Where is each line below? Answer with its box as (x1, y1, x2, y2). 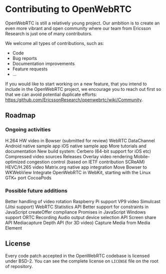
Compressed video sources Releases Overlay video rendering (5, 153, 133, 159)
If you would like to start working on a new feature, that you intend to (5, 81, 147, 87)
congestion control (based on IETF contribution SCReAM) (26, 159, 145, 165)
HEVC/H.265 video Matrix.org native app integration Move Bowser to (5, 164, 147, 170)
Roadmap (5, 111, 36, 120)
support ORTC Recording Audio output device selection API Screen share (5, 214, 156, 220)
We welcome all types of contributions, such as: (5, 40, 104, 46)
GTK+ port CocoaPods (5, 175, 51, 181)
